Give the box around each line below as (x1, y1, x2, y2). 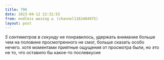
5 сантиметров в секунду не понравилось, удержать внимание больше (5, 34, 156, 40)
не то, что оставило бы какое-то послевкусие (5, 50, 101, 56)
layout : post (5, 20, 32, 26)
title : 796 (5, 7, 27, 12)
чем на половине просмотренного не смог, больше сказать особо (5, 40, 144, 45)
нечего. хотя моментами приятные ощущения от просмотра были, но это (5, 44, 159, 50)
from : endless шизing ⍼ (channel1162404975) (5, 16, 98, 21)
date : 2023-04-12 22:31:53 (5, 12, 60, 17)
